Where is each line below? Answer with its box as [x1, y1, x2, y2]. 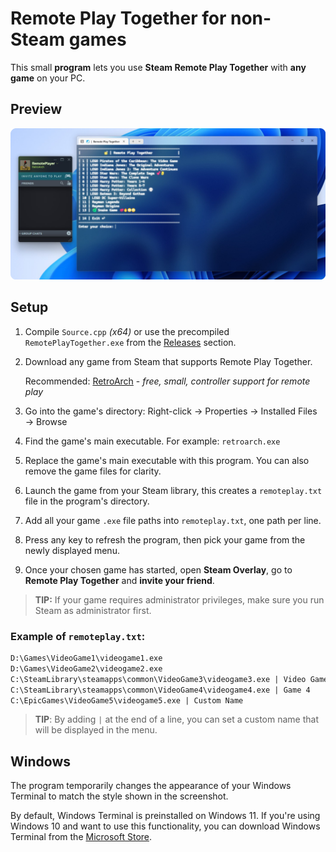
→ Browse [24, 415, 68, 427]
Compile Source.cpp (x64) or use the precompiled [24, 325, 230, 337]
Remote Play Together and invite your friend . [24, 574, 215, 586]
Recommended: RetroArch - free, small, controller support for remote [24, 375, 311, 387]
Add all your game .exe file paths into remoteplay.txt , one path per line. [24, 514, 322, 526]
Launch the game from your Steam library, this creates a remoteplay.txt [24, 484, 323, 496]
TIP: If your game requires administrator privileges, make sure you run [34, 593, 325, 606]
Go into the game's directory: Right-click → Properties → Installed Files [24, 405, 318, 417]
